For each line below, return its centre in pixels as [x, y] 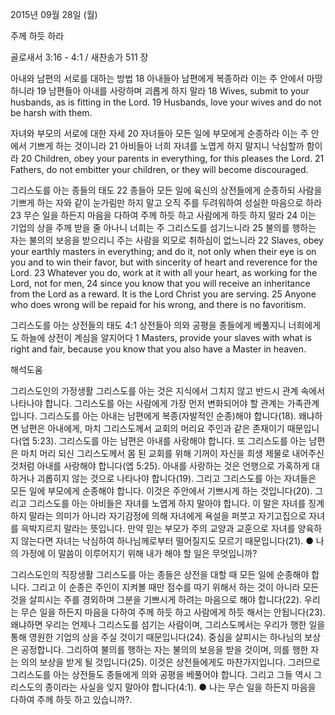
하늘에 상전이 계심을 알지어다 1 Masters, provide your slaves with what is [166, 337]
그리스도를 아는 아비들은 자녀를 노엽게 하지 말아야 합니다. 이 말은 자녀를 [167, 503]
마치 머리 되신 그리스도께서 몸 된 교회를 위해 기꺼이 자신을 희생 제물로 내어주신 [172, 453]
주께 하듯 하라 [37, 36]
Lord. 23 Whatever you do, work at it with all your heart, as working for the [164, 272]
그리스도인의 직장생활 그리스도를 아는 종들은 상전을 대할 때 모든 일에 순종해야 [160, 574]
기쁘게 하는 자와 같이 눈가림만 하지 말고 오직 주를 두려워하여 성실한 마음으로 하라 [166, 202]
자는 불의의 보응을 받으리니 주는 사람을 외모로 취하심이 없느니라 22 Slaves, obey [167, 240]
